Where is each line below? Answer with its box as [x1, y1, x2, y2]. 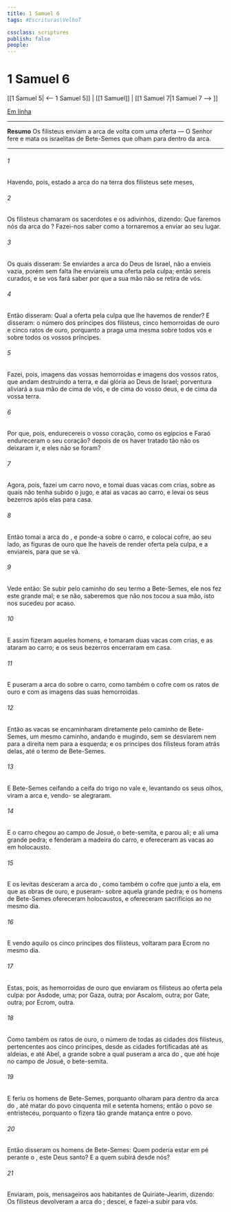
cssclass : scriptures [7, 29, 69, 36]
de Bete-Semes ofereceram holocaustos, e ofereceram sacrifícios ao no [7, 895, 212, 903]
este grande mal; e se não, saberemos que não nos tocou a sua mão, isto [7, 591, 214, 599]
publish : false [7, 35, 51, 42]
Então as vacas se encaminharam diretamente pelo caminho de [7, 725, 187, 733]
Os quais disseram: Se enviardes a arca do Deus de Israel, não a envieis [7, 259, 211, 268]
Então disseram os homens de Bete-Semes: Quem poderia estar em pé [7, 1146, 209, 1154]
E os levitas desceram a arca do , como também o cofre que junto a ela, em [7, 880, 221, 889]
